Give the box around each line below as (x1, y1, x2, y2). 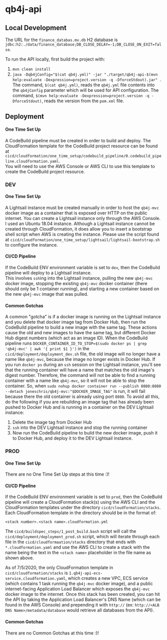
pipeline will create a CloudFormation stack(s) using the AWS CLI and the (5, 499, 156, 505)
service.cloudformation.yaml (5, 576, 66, 581)
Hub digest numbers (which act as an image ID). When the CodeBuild (5, 335, 148, 341)
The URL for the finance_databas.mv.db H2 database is (5, 37, 118, 43)
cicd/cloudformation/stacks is (5, 570, 68, 576)
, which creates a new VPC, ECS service (65, 575, 148, 581)
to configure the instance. (5, 242, 58, 248)
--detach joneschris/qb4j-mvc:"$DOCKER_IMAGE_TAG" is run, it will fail (5, 388, 146, 394)
